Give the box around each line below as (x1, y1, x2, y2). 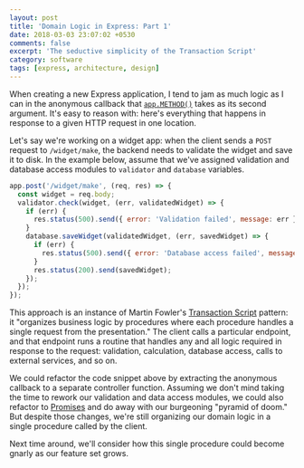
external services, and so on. (9, 355, 118, 367)
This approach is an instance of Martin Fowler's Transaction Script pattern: (9, 307, 289, 318)
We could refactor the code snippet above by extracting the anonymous (9, 373, 278, 384)
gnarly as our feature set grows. (9, 448, 129, 459)
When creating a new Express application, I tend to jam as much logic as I (9, 88, 284, 100)
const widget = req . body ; (17, 189, 116, 199)
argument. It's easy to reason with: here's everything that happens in (9, 108, 267, 119)
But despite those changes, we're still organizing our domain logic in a (9, 411, 271, 422)
